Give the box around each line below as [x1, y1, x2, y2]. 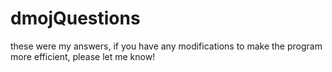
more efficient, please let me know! [10, 50, 156, 62]
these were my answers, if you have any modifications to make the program [10, 40, 323, 52]
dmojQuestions [10, 7, 141, 30]
